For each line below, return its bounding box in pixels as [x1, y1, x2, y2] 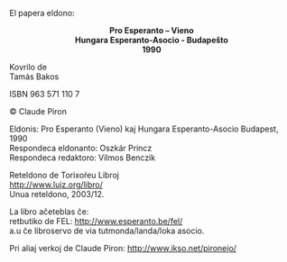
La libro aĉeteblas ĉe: [9, 206, 89, 217]
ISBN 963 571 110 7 [9, 89, 80, 99]
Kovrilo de [9, 62, 48, 72]
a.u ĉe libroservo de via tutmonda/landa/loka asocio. [9, 225, 205, 236]
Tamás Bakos [9, 71, 60, 82]
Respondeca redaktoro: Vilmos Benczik [9, 152, 156, 163]
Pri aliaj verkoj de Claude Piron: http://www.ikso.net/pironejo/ [9, 243, 237, 253]
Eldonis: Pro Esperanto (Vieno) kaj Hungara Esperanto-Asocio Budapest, [9, 123, 279, 134]
